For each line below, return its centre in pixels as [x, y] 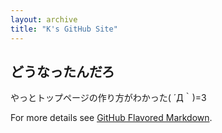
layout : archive [44, 19]
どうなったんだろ [62, 71]
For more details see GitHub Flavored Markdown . [111, 118]
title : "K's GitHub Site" [64, 29]
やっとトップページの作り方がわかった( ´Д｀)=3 [108, 98]
